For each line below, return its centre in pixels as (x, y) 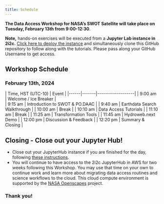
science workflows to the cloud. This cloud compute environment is (80, 178)
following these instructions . (41, 158)
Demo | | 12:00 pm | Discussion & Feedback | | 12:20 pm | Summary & (75, 120)
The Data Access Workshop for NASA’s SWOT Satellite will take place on (80, 23)
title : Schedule (21, 10)
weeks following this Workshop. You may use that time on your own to (83, 168)
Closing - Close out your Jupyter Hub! (64, 140)
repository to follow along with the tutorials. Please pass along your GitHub (80, 48)
